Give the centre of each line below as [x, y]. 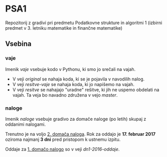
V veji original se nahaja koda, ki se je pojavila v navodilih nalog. [78, 79]
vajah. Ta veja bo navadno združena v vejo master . [65, 95]
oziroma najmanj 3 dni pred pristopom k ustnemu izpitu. [63, 139]
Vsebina [18, 44]
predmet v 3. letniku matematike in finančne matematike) [64, 28]
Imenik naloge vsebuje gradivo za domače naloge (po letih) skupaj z [76, 119]
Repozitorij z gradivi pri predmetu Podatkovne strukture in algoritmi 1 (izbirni [84, 23]
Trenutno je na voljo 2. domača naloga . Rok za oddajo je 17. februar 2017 [80, 134]
